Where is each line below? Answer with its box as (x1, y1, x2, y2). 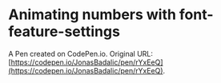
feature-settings (8, 22, 120, 41)
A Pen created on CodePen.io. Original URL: (8, 49, 154, 58)
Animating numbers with (8, 6, 176, 24)
